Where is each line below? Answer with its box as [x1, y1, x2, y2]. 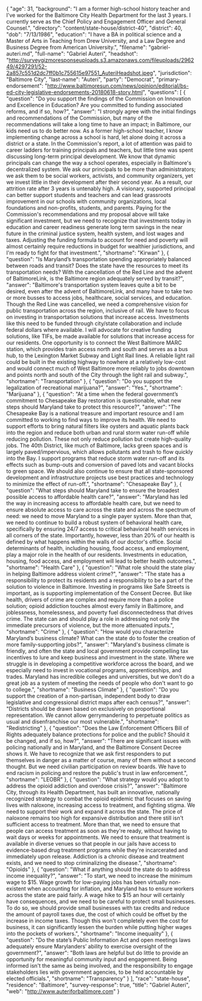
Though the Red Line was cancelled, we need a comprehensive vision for [6, 300, 189, 308]
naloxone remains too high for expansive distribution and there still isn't [6, 814, 184, 821]
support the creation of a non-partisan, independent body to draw [6, 692, 171, 699]
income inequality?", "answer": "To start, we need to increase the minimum [6, 872, 193, 879]
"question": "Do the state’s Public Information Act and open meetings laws [6, 936, 191, 944]
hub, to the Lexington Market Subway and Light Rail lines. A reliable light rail [6, 352, 195, 359]
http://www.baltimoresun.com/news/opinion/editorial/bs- [47, 82, 189, 89]
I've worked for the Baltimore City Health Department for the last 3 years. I [6, 11, 191, 19]
